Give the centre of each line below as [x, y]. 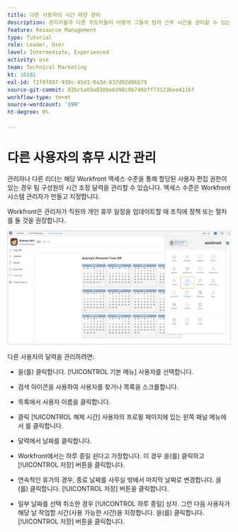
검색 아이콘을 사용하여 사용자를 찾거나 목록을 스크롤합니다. [98, 387]
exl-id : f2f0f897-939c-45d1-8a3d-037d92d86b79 [77, 82]
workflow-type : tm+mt [39, 97]
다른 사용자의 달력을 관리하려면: [51, 356]
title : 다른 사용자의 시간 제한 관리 [54, 15]
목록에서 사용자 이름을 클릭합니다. [64, 402]
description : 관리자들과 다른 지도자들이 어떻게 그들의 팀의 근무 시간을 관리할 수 [113, 22]
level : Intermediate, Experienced [58, 52]
